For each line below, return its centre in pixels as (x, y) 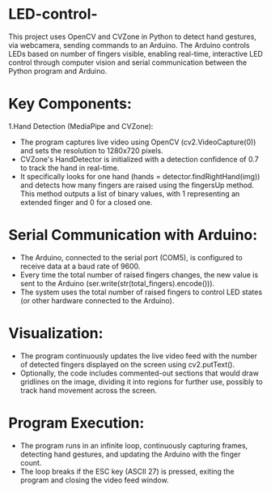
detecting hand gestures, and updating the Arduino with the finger (130, 454)
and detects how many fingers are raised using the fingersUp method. (137, 185)
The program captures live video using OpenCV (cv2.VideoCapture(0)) (138, 142)
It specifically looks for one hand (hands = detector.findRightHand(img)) (140, 176)
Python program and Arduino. (58, 71)
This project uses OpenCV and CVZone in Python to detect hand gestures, (133, 36)
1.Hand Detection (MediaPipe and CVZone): (81, 126)
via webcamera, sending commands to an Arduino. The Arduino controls (129, 45)
